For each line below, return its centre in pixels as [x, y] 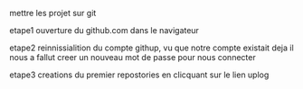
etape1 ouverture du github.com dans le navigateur [104, 30]
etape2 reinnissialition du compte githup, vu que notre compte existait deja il [151, 48]
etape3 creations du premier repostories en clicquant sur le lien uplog [139, 75]
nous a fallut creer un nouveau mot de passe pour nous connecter [133, 57]
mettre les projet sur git [53, 13]
